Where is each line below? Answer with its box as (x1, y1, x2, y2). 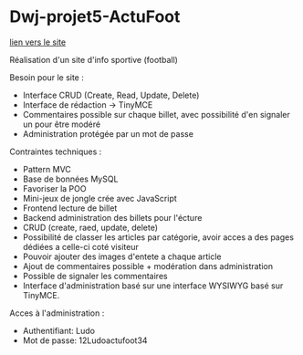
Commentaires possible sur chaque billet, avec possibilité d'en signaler (22, 109, 290, 120)
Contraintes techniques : (9, 146, 102, 157)
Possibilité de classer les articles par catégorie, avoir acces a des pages (22, 231, 295, 243)
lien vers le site (9, 37, 67, 47)
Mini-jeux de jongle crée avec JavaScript (22, 193, 178, 204)
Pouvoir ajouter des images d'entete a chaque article (22, 251, 222, 262)
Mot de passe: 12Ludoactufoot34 (22, 335, 148, 346)
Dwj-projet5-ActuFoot (9, 6, 181, 27)
